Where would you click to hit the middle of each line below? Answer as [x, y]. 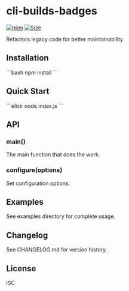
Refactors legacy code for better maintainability [65, 39]
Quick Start [28, 91]
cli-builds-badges [52, 11]
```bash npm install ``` [32, 72]
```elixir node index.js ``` [35, 105]
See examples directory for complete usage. [61, 216]
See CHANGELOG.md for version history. [57, 250]
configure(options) [34, 170]
